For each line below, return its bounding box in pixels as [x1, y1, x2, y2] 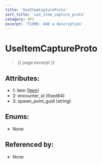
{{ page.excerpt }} [17, 60, 55, 66]
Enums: [5, 112, 29, 121]
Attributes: [5, 74, 40, 83]
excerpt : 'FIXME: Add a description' [5, 21, 84, 27]
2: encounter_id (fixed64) [12, 93, 65, 98]
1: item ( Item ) [12, 87, 39, 93]
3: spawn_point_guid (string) [12, 98, 71, 104]
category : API [5, 17, 35, 22]
